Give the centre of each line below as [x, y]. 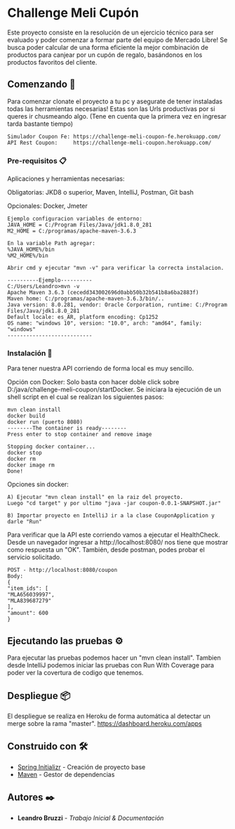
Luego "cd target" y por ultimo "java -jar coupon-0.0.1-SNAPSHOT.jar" [114, 504]
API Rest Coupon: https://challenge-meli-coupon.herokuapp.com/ [109, 143]
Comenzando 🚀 [41, 85]
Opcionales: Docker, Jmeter [47, 206]
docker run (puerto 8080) [45, 422]
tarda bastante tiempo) [40, 124]
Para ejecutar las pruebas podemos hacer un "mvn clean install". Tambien [114, 658]
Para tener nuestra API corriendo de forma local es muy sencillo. [101, 368]
